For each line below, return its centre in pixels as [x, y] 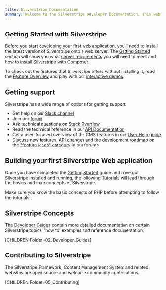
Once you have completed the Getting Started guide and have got [72, 172]
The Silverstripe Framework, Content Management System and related [77, 267]
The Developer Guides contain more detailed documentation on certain [77, 225]
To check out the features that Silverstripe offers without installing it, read [80, 72]
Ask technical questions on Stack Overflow [56, 124]
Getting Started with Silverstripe [56, 34]
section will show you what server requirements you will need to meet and [81, 57]
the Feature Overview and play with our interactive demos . [65, 76]
